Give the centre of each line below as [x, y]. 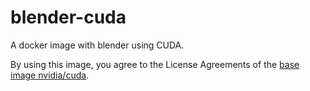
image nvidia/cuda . [50, 75]
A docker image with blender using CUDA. [97, 45]
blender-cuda [68, 17]
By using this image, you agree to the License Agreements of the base [155, 64]
